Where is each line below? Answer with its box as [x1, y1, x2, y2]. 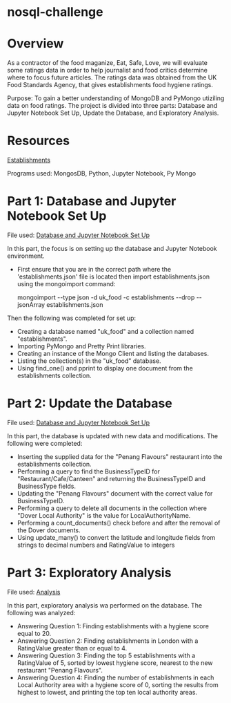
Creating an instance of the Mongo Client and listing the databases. [17, 350, 209, 357]
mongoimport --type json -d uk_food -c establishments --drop [17, 293, 195, 301]
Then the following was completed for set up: [7, 314, 137, 322]
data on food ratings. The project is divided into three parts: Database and [7, 102, 218, 110]
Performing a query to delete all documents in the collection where [17, 504, 207, 512]
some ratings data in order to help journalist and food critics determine [7, 66, 208, 75]
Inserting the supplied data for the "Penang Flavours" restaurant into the [17, 452, 223, 460]
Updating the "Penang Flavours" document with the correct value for [17, 489, 213, 498]
